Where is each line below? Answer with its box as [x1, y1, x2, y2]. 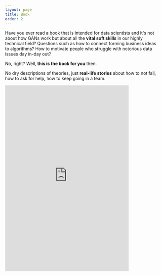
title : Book [5, 12, 30, 17]
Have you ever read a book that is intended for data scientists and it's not [5, 30, 155, 36]
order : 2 [5, 16, 23, 21]
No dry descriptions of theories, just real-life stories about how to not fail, [5, 70, 156, 76]
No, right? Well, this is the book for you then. [5, 60, 97, 67]
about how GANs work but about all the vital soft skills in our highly [5, 35, 143, 41]
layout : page [5, 7, 32, 12]
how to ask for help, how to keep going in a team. [5, 75, 106, 82]
